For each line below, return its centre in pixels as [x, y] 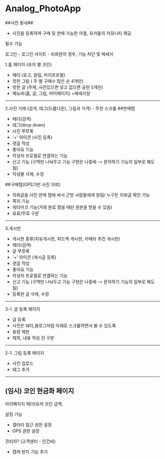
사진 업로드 [23, 363]
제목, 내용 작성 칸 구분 [33, 338]
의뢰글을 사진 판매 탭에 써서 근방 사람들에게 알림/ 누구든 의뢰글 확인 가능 [81, 195]
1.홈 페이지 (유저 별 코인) [28, 64]
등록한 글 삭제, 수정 [30, 294]
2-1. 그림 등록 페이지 [25, 353]
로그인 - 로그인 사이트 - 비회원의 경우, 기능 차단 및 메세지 [59, 54]
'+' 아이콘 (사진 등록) [32, 137]
